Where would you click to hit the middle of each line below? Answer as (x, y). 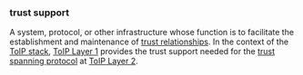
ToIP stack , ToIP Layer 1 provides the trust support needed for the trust (142, 52)
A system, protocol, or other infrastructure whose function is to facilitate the (151, 33)
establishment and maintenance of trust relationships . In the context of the (149, 42)
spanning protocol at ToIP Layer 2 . (74, 61)
